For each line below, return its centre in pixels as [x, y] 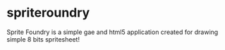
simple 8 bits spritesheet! [43, 39]
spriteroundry [48, 13]
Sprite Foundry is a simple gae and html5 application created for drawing [112, 32]
